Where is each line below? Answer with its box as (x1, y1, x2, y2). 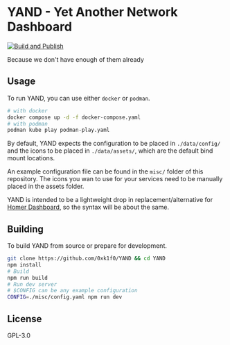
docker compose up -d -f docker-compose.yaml (7, 114, 141, 121)
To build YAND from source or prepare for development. (7, 242, 168, 250)
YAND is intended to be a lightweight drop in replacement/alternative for (7, 196, 213, 204)
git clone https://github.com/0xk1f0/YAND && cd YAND (7, 255, 166, 262)
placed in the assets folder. (7, 182, 85, 191)
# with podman (7, 120, 48, 127)
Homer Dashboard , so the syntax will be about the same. (7, 203, 170, 212)
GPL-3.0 (7, 331, 31, 339)
